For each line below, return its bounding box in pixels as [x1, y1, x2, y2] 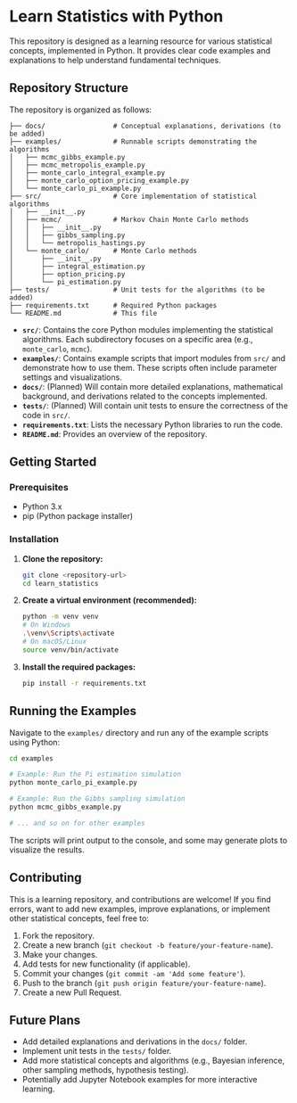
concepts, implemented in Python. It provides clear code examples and [9, 45, 271, 55]
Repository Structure [9, 80, 129, 95]
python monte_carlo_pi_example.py [9, 778, 138, 787]
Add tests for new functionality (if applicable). [21, 959, 191, 969]
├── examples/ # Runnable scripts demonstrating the [9, 136, 257, 146]
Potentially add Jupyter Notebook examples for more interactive [21, 1074, 258, 1085]
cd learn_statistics [21, 579, 99, 588]
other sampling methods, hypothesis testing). [21, 1065, 189, 1075]
